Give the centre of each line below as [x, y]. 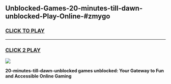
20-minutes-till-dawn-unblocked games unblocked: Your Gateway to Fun [85, 70]
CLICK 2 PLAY [23, 50]
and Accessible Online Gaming [38, 76]
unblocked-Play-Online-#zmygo [58, 17]
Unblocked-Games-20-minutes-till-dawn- [74, 8]
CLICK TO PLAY [25, 31]
